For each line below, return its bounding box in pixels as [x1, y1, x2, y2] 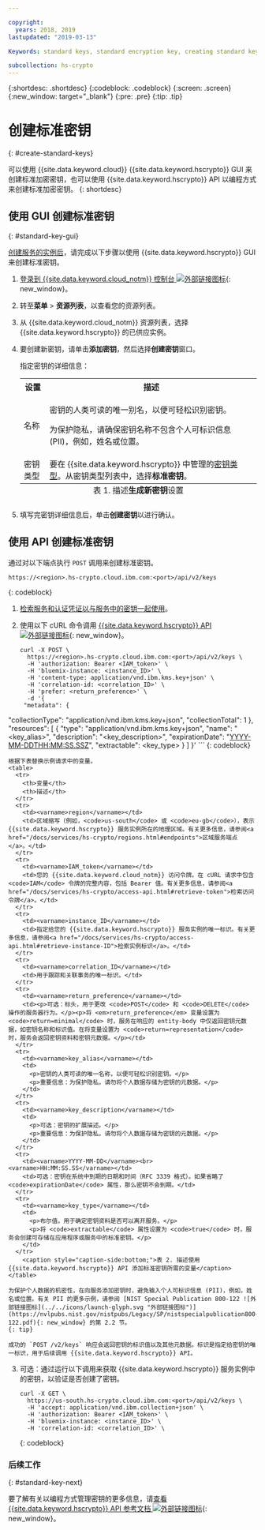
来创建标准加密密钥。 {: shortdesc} [8, 185, 122, 194]
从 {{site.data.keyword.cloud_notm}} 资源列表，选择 [19, 317, 189, 327]
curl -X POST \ [19, 646, 70, 654]
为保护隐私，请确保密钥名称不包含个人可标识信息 [49, 424, 231, 435]
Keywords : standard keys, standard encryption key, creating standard [8, 47, 245, 55]
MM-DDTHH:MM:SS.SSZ [8, 740, 89, 750]
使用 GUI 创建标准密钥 [8, 210, 114, 223]
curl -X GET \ [19, 1389, 66, 1397]
